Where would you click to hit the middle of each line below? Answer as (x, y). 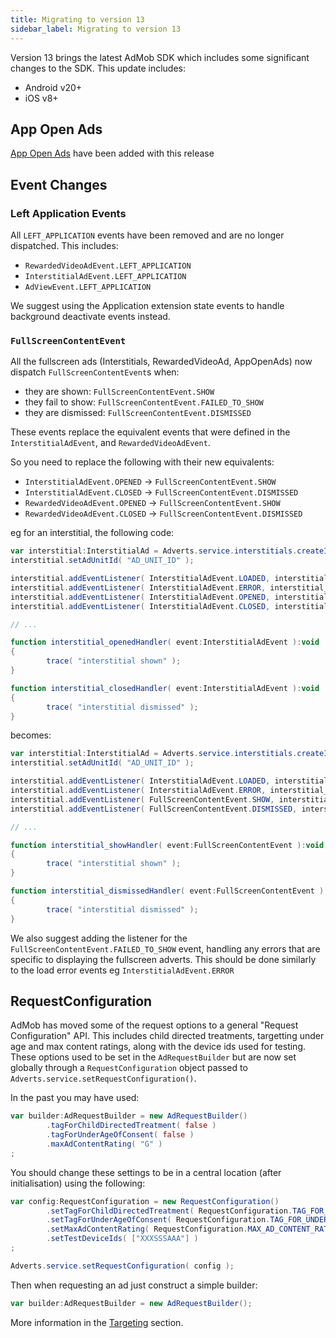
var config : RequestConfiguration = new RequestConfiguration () (145, 1201)
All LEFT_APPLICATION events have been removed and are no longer (147, 235)
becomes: (31, 735)
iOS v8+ (41, 98)
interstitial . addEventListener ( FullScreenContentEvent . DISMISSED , (154, 809)
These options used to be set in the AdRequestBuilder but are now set (153, 1057)
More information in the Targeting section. (97, 1322)
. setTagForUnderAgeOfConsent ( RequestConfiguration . (158, 1220)
